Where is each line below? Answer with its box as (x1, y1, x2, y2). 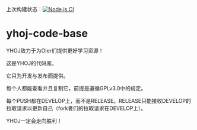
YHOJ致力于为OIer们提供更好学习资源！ (6, 47, 104, 54)
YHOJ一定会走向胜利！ (6, 117, 62, 124)
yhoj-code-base (6, 27, 88, 40)
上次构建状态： (6, 6, 43, 12)
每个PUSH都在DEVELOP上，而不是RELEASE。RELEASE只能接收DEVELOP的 (6, 97, 191, 104)
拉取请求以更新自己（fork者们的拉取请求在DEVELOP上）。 (6, 105, 147, 112)
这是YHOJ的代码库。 (6, 59, 58, 67)
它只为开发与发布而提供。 (6, 72, 69, 79)
